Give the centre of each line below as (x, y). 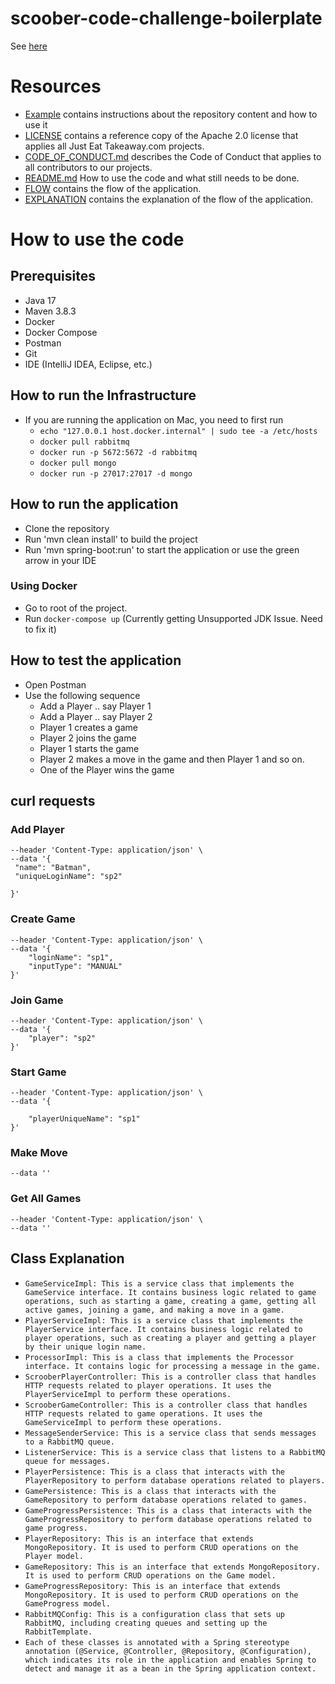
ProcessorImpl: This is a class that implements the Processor (159, 1357)
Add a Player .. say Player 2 (96, 716)
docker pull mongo (78, 463)
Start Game (38, 1072)
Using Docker (44, 586)
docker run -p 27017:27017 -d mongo (116, 473)
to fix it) (40, 629)
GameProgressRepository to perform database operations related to (168, 1519)
